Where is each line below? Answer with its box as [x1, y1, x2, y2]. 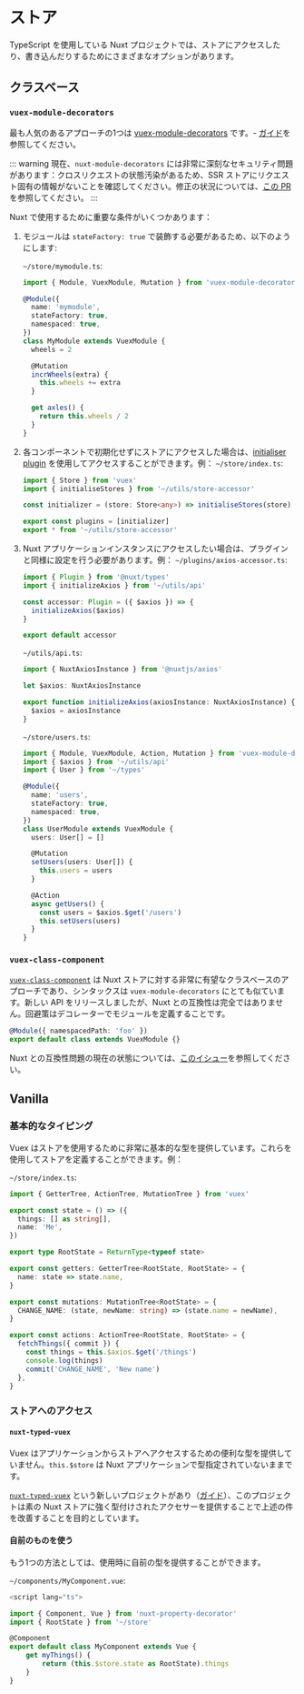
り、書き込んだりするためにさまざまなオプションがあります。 [9, 50, 239, 61]
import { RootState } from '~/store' [9, 1618, 152, 1627]
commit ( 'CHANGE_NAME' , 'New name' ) [25, 1365, 161, 1374]
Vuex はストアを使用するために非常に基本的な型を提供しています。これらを [9, 1142, 292, 1153]
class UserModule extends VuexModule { [22, 824, 174, 833]
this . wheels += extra [39, 378, 121, 388]
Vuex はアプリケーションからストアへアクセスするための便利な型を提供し [9, 1447, 284, 1458]
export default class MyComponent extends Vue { [9, 1642, 197, 1651]
